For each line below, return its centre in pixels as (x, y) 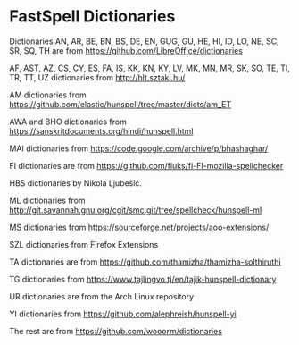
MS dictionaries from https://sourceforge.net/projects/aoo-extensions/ (139, 227)
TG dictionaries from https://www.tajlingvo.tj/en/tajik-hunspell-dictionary (143, 279)
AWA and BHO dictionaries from (68, 122)
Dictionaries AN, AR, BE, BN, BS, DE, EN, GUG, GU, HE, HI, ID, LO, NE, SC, (144, 41)
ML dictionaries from (48, 200)
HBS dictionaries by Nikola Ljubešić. (76, 183)
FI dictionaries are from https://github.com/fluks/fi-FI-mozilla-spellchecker (146, 165)
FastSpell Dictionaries (92, 17)
